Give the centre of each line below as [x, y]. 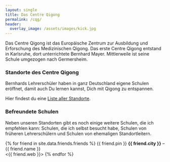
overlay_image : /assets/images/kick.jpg [53, 29]
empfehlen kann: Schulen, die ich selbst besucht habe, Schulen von [76, 128]
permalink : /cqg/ [24, 19]
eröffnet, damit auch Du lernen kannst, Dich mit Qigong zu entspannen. [79, 89]
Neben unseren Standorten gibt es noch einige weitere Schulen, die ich [80, 123]
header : [13, 24]
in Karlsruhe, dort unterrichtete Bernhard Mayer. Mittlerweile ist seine [77, 54]
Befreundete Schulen [32, 112]
